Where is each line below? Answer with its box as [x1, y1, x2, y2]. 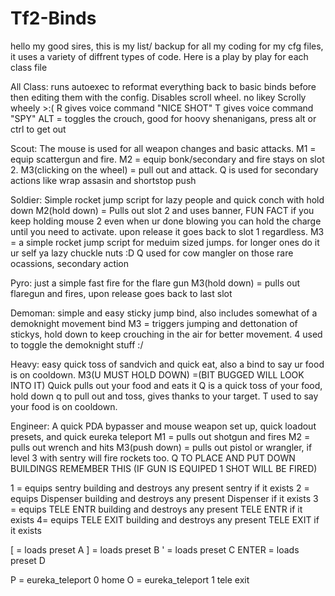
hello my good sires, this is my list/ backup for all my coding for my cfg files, [10, 40, 324, 52]
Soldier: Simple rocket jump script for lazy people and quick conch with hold [10, 193, 325, 206]
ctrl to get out [10, 123, 67, 135]
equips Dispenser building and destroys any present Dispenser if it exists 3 [10, 492, 319, 504]
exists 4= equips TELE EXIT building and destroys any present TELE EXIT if [10, 513, 320, 526]
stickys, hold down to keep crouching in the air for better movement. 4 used [10, 328, 323, 340]
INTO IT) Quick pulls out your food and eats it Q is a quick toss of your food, [10, 379, 323, 391]
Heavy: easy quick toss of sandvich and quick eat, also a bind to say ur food [10, 358, 325, 370]
